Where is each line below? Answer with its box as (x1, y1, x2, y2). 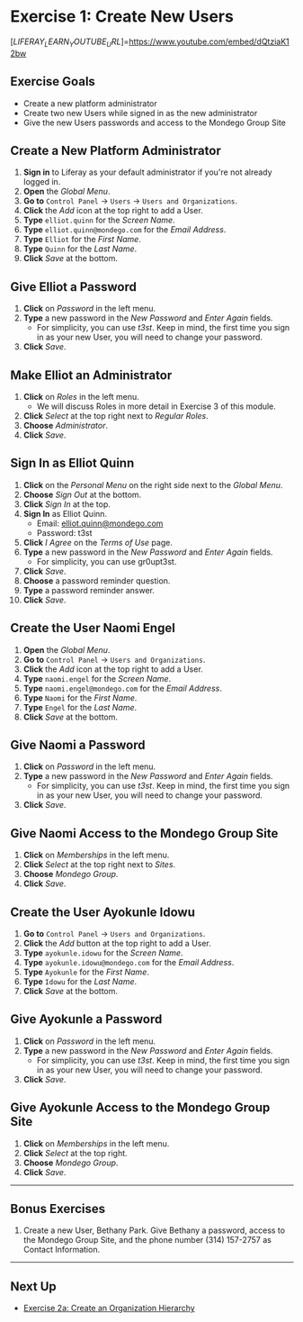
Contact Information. (22, 1245, 101, 1255)
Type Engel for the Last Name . (22, 702, 138, 712)
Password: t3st (36, 527, 93, 538)
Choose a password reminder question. (22, 575, 171, 586)
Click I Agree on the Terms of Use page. (22, 537, 174, 548)
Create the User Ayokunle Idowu (10, 904, 196, 919)
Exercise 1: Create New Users (10, 6, 235, 27)
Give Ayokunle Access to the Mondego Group (10, 1100, 271, 1116)
